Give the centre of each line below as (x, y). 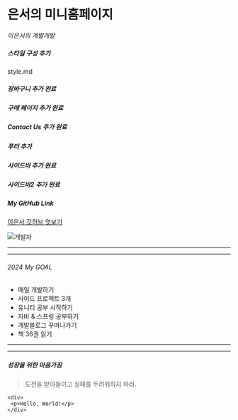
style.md (20, 71)
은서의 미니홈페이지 (60, 15)
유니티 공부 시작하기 (45, 308)
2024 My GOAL (30, 267)
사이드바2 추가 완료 (34, 184)
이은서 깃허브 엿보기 (35, 222)
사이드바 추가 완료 (32, 165)
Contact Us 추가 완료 (37, 127)
